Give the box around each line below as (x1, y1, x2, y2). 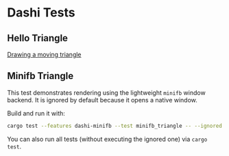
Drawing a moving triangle (7, 50, 82, 58)
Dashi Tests (7, 5, 75, 21)
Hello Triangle (7, 32, 69, 44)
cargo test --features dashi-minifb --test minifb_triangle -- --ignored (7, 122, 223, 129)
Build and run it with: (7, 109, 65, 118)
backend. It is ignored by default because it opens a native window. (7, 96, 197, 104)
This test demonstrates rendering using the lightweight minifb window (7, 88, 206, 97)
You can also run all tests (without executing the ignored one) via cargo (7, 135, 208, 143)
